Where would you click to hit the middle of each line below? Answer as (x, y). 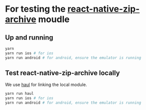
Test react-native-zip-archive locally (62, 73)
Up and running (29, 37)
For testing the (36, 9)
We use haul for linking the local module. (46, 85)
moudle (54, 19)
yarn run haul (20, 94)
